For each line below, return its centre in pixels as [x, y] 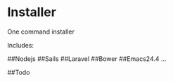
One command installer [41, 32]
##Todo [19, 72]
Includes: [20, 45]
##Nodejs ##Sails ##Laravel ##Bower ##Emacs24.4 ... [87, 59]
